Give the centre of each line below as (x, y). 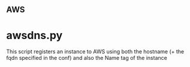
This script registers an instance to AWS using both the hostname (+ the (95, 52)
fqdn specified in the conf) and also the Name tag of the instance (87, 58)
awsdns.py (34, 35)
